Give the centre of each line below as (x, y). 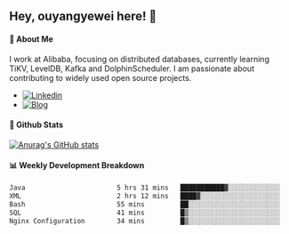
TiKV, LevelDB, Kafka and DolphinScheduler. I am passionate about (132, 69)
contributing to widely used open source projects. (100, 77)
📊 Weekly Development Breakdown (77, 165)
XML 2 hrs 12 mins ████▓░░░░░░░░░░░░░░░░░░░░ (144, 196)
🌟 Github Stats (36, 125)
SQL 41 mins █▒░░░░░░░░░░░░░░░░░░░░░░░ (144, 213)
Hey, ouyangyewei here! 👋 (83, 16)
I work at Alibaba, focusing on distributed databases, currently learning (139, 59)
